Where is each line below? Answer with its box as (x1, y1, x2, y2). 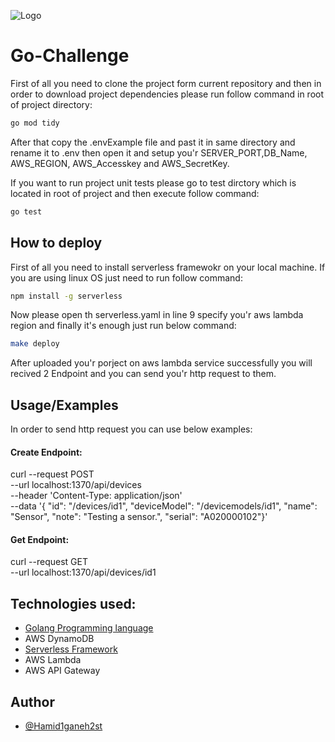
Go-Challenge (10, 45, 130, 67)
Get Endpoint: (10, 533, 70, 545)
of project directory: (10, 98, 93, 110)
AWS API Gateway (24, 665, 101, 677)
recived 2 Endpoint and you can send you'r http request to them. (10, 368, 277, 380)
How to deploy (10, 235, 103, 252)
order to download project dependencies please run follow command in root (10, 88, 325, 100)
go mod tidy (10, 118, 60, 128)
